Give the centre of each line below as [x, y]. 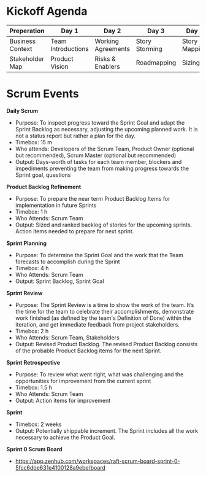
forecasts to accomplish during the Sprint [68, 262]
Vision [59, 66]
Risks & [105, 58]
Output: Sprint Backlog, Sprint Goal [59, 281]
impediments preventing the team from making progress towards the [102, 168]
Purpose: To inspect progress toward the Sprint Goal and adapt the [100, 122]
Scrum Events [43, 94]
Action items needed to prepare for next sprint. [74, 231]
